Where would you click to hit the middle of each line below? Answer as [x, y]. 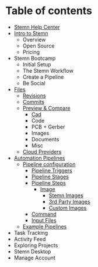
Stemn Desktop [32, 251]
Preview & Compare [46, 108]
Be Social [34, 83]
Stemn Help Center [37, 27]
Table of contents [49, 11]
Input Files [44, 220]
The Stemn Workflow [48, 70]
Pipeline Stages [50, 177]
